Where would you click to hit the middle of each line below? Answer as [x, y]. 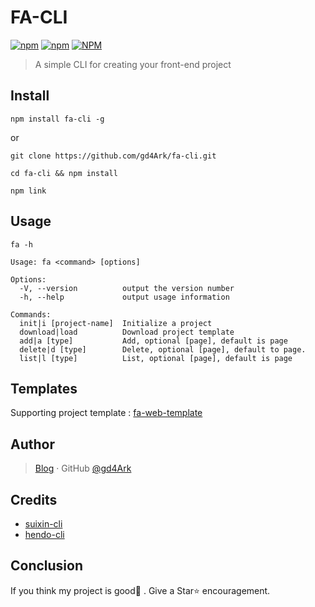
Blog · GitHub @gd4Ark [83, 468]
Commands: [31, 314]
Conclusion [47, 566]
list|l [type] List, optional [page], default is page [156, 358]
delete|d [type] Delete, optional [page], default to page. [163, 349]
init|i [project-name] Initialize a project [116, 323]
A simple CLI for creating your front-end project [133, 64]
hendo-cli [44, 534]
